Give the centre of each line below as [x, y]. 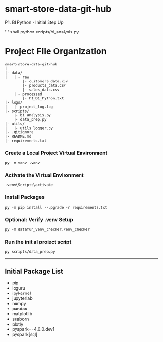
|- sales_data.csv [41, 90]
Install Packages [25, 197]
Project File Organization [56, 51]
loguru [18, 288]
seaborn [20, 319]
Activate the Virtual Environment [44, 175]
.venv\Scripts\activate [29, 185]
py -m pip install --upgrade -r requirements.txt [56, 207]
